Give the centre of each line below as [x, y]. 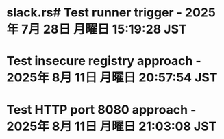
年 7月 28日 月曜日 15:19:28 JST [97, 29]
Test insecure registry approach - [104, 61]
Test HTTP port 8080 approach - [101, 109]
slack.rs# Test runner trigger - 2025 [111, 13]
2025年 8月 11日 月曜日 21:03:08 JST [112, 126]
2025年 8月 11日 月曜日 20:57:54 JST [112, 78]
